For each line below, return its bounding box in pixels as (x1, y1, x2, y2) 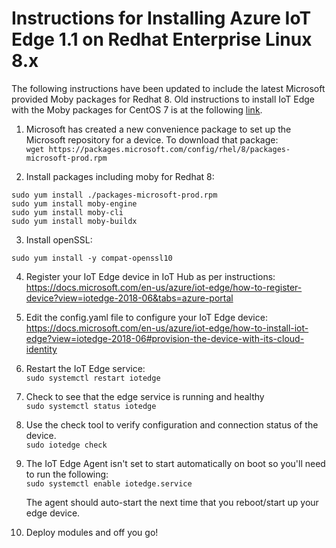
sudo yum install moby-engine (11, 198, 138, 209)
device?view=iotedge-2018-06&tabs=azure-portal (25, 292, 234, 304)
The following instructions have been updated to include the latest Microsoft (11, 82, 326, 94)
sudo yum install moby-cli (11, 207, 124, 217)
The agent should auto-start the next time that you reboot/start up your (25, 496, 319, 508)
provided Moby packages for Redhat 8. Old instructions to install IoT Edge (11, 93, 316, 105)
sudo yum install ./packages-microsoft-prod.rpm (11, 190, 218, 200)
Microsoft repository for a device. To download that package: (25, 133, 279, 146)
